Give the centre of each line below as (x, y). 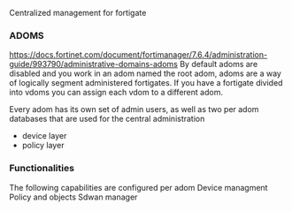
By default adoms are (219, 64)
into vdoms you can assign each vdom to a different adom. (116, 93)
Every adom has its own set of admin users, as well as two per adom (134, 109)
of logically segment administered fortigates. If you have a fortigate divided (146, 83)
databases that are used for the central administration (107, 119)
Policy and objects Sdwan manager (73, 197)
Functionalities (42, 169)
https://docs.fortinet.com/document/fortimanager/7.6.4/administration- (138, 55)
